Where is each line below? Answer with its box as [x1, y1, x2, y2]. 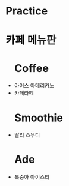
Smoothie [14, 111, 64, 124]
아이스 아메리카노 [14, 82, 55, 89]
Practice [5, 4, 48, 18]
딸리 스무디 [14, 131, 40, 139]
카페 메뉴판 [5, 34, 57, 47]
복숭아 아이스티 [14, 173, 50, 181]
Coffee [14, 61, 49, 75]
